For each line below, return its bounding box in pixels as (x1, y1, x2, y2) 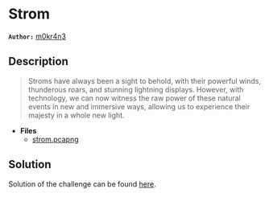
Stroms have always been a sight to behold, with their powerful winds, (27, 76, 262, 85)
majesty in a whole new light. (27, 110, 125, 120)
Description (8, 55, 68, 68)
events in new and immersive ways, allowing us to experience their (27, 101, 250, 111)
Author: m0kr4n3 (8, 31, 67, 41)
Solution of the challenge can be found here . (8, 179, 156, 189)
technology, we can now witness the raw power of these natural (27, 93, 242, 103)
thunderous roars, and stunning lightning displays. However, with (27, 84, 244, 94)
